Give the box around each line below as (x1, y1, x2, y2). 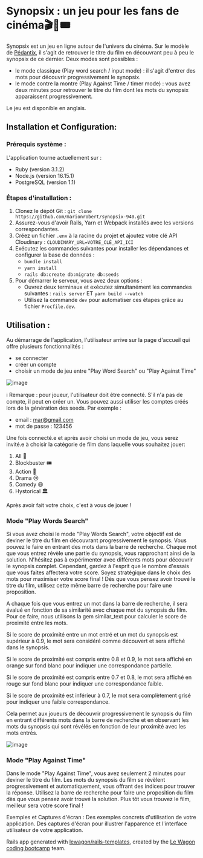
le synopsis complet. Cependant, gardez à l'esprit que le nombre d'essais (6, 563, 189, 570)
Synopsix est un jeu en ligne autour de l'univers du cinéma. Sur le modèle (6, 42, 189, 50)
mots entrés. (6, 729, 38, 736)
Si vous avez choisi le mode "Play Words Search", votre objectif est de (6, 531, 182, 538)
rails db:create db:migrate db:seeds (24, 271, 120, 278)
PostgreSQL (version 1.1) (14, 178, 76, 186)
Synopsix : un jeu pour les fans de (6, 4, 179, 18)
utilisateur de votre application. (6, 827, 83, 834)
